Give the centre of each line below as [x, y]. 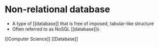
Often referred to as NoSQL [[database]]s [56, 29]
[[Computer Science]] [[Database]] [42, 39]
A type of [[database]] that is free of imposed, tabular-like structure [83, 24]
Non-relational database [58, 9]
